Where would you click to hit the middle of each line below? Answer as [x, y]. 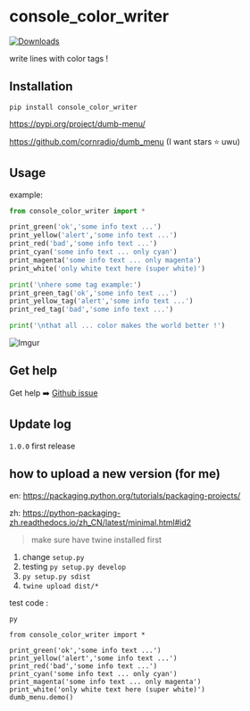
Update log [40, 425]
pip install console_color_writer [74, 107]
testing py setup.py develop [74, 566]
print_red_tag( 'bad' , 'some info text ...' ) [92, 310]
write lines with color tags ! [59, 58]
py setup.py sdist [56, 577]
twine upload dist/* [60, 586]
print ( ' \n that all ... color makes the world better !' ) [117, 326]
